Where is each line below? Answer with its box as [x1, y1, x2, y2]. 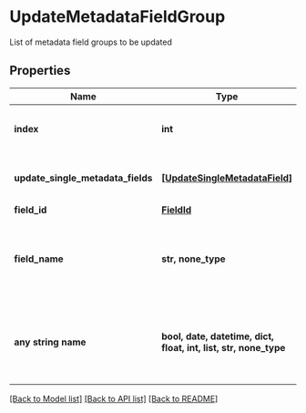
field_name [14, 253, 64, 265]
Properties [9, 63, 71, 78]
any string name [14, 336, 87, 348]
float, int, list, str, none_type [161, 341, 286, 354]
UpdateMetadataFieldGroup [9, 6, 226, 27]
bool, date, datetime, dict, [161, 330, 275, 343]
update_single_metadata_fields [14, 171, 153, 184]
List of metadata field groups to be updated [9, 36, 173, 47]
